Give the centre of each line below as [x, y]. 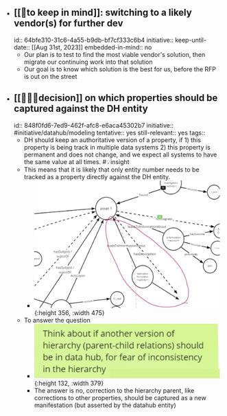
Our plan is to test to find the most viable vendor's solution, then [115, 54]
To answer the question [57, 320]
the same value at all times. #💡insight [76, 161]
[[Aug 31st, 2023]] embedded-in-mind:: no [92, 47]
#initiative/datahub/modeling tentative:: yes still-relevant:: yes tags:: [109, 132]
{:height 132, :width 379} [69, 383]
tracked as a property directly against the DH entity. [97, 176]
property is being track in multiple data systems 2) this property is [117, 147]
